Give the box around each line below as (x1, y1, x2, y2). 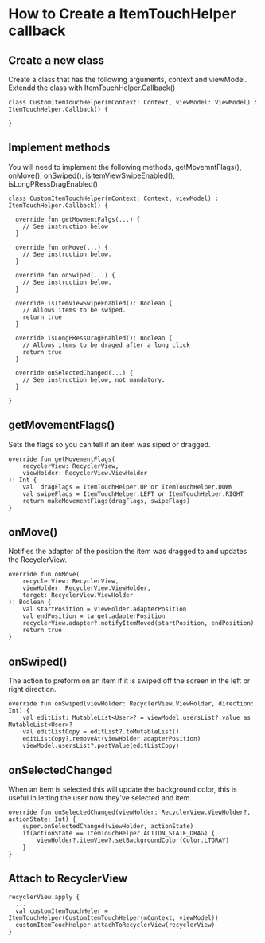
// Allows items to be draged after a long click (22, 340, 191, 349)
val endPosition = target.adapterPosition (22, 612, 166, 620)
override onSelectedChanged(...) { (15, 368, 134, 377)
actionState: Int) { (8, 815, 77, 823)
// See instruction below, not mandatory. (22, 375, 166, 383)
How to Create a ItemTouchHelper (8, 5, 236, 23)
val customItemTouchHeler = (15, 906, 109, 915)
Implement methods (8, 141, 111, 155)
